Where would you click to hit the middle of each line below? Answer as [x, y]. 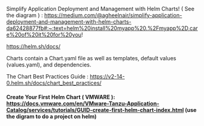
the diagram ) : [25, 15]
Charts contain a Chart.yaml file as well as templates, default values [91, 58]
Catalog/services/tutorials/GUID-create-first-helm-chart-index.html [95, 110]
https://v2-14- [107, 76]
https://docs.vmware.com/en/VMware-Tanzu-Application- [83, 103]
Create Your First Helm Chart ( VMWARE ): [61, 97]
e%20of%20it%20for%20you [44, 35]
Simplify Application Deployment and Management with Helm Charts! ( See [100, 9]
